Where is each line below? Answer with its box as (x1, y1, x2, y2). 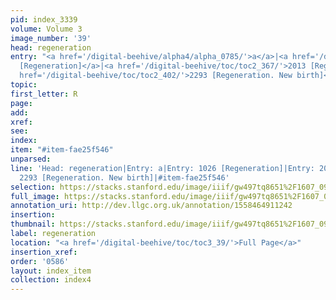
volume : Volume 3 (10, 24, 83, 34)
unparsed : (10, 154, 52, 164)
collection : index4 (10, 275, 92, 285)
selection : (10, 182, 56, 192)
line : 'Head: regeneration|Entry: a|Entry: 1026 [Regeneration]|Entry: (10, 163, 315, 173)
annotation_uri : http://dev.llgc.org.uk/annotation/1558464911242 (10, 201, 293, 211)
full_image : (10, 191, 60, 201)
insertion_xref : (10, 247, 78, 257)
